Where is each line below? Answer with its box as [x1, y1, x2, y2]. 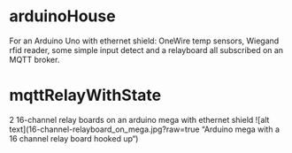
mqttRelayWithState [9, 86, 162, 105]
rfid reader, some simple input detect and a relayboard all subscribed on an [9, 44, 284, 55]
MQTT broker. [9, 54, 60, 65]
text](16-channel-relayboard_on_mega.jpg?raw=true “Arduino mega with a [9, 124, 280, 134]
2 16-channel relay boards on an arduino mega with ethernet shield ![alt [9, 114, 270, 125]
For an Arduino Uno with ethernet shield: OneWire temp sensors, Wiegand [9, 35, 280, 46]
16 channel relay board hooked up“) [9, 133, 139, 143]
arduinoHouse [9, 6, 117, 27]
